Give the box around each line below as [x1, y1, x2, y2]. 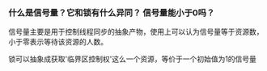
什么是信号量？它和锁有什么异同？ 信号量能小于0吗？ [8, 6, 215, 18]
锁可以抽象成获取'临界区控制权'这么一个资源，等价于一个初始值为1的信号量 [8, 54, 257, 64]
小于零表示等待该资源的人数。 [8, 37, 108, 47]
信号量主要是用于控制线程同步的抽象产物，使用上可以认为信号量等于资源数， [8, 27, 264, 37]
